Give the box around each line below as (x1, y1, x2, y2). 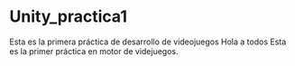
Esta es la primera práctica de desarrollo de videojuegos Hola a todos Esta (9, 36, 287, 47)
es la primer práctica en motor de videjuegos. (9, 45, 179, 56)
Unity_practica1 (9, 6, 128, 27)
